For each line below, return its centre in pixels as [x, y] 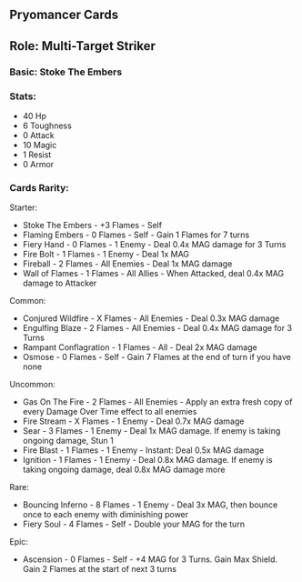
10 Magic [40, 145]
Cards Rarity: [40, 187]
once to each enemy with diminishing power [106, 515]
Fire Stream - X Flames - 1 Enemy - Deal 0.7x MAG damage [133, 421]
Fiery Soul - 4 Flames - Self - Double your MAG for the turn [134, 524]
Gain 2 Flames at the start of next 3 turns [100, 569]
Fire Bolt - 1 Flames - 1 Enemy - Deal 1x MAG [106, 255]
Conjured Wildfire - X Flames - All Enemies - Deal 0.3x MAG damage [151, 318]
